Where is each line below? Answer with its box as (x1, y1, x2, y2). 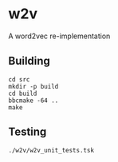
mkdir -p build (8, 82, 59, 90)
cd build (8, 89, 37, 97)
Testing (8, 125, 47, 139)
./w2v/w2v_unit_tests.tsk (8, 146, 94, 154)
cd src (8, 75, 30, 84)
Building (8, 54, 50, 68)
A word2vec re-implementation (8, 31, 111, 41)
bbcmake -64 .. (8, 97, 59, 105)
